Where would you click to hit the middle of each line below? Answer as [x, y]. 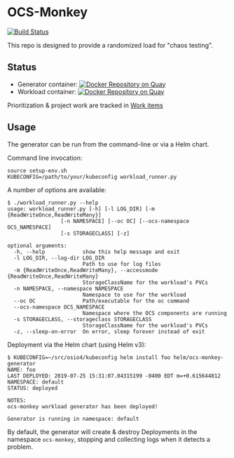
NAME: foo [22, 370]
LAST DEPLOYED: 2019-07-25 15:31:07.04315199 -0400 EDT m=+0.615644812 [114, 376]
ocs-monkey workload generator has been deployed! [83, 406]
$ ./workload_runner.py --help [53, 203]
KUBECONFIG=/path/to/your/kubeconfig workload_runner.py [92, 177]
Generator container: [48, 84]
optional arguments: [37, 245]
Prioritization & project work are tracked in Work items [85, 105]
